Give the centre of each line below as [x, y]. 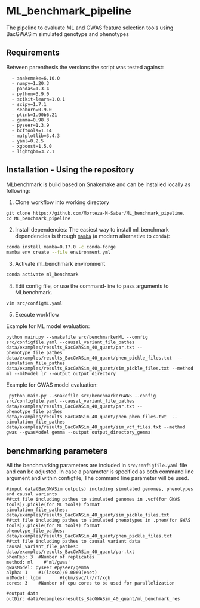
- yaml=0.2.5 [28, 141]
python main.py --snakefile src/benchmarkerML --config [77, 337]
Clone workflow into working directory [62, 202]
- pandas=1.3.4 [30, 89]
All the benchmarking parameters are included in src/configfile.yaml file [97, 465]
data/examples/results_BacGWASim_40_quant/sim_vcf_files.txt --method [96, 427]
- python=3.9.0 [30, 94]
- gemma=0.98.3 [30, 120]
